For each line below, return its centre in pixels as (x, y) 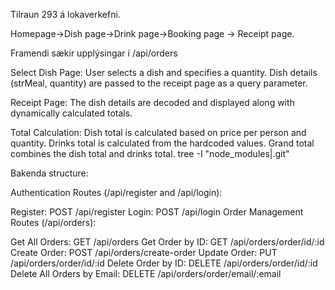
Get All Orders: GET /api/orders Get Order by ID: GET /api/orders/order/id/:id (167, 242)
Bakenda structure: (49, 173)
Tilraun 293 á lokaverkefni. (65, 14)
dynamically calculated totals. (71, 113)
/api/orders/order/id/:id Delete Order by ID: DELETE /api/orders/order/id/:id (164, 263)
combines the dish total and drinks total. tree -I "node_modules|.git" (150, 153)
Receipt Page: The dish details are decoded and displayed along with (152, 102)
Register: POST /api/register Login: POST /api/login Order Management (157, 212)
